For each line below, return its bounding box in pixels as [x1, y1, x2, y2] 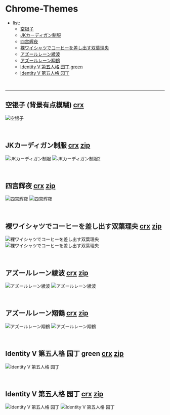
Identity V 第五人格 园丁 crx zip [5, 390, 104, 398]
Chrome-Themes [5, 3, 78, 15]
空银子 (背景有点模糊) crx [5, 101, 84, 109]
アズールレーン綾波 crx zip [5, 268, 89, 277]
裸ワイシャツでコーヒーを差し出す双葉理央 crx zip [5, 222, 162, 230]
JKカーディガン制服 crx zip [5, 141, 91, 150]
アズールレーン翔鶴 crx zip [5, 309, 89, 317]
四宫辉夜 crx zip [5, 181, 56, 190]
